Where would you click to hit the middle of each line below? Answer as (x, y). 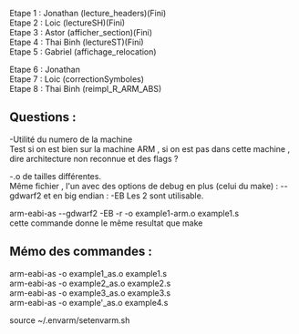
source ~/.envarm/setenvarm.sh (70, 320)
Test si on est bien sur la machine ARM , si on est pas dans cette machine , (149, 148)
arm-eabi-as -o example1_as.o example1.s (88, 273)
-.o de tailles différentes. (56, 176)
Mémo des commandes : (81, 252)
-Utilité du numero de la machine (71, 139)
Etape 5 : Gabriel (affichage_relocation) (83, 52)
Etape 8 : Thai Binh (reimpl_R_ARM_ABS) (86, 89)
